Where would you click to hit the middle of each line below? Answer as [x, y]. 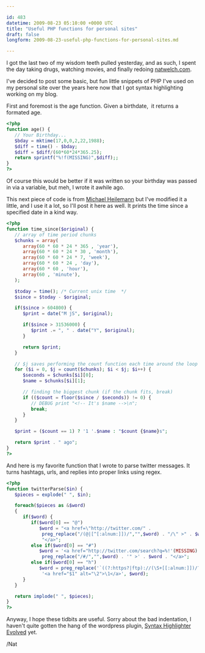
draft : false [23, 34]
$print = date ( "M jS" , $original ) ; [68, 314]
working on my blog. [32, 94]
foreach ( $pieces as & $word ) [50, 506]
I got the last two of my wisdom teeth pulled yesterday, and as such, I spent [101, 63]
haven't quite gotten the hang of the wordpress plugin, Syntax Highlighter [99, 626]
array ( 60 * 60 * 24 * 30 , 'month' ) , [70, 252]
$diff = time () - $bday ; [46, 146]
